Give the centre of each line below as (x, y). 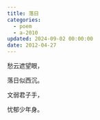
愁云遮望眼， (25, 65)
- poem (23, 26)
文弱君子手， (25, 95)
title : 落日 (23, 13)
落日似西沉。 (25, 80)
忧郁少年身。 (25, 109)
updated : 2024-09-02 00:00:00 (50, 39)
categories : (24, 20)
